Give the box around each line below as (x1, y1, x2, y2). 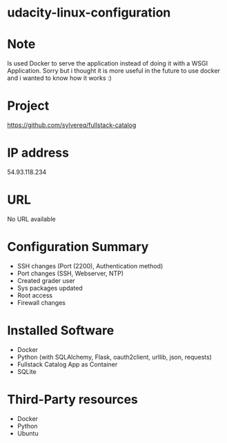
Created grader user (17, 276, 76, 284)
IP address (7, 145, 69, 161)
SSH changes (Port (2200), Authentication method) (17, 262, 164, 270)
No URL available (7, 215, 57, 223)
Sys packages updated (17, 284, 83, 292)
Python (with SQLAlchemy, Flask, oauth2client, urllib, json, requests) (17, 353, 213, 361)
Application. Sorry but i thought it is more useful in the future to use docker (7, 67, 221, 75)
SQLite (17, 367, 37, 375)
